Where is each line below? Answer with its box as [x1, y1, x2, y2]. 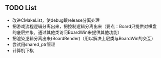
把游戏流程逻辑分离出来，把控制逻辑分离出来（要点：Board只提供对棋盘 [12, 23, 157, 29]
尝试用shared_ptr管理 [12, 41, 56, 47]
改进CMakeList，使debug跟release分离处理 [12, 17, 100, 23]
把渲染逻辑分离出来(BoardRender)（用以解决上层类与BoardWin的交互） [12, 35, 156, 41]
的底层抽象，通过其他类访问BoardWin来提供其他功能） [12, 29, 122, 35]
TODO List [5, 4, 37, 12]
